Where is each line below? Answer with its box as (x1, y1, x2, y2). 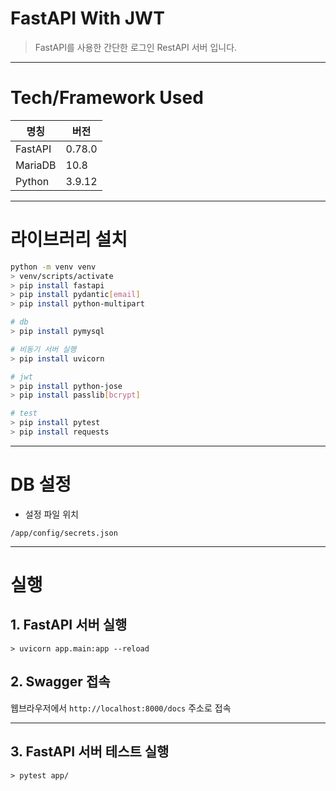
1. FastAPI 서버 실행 (10, 617, 128, 634)
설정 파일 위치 (24, 508, 79, 520)
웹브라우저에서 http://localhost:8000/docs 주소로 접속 (10, 702, 232, 714)
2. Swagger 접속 (10, 673, 111, 691)
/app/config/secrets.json (10, 528, 118, 538)
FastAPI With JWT (10, 7, 165, 30)
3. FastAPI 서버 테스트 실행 (10, 743, 170, 761)
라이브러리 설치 (10, 228, 128, 251)
